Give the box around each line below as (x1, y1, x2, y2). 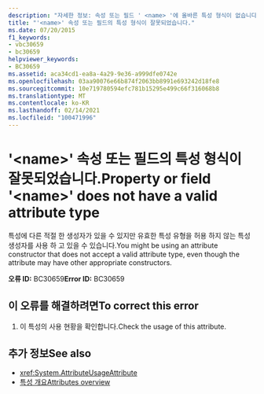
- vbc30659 (8, 41, 44, 49)
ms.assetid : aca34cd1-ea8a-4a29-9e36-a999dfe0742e (8, 70, 178, 78)
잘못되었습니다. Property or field (8, 170, 211, 188)
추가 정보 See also (8, 347, 92, 360)
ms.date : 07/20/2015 (8, 26, 76, 34)
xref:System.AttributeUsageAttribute (19, 368, 137, 377)
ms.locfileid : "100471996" (8, 114, 97, 122)
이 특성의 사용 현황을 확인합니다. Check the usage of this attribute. (19, 322, 226, 331)
